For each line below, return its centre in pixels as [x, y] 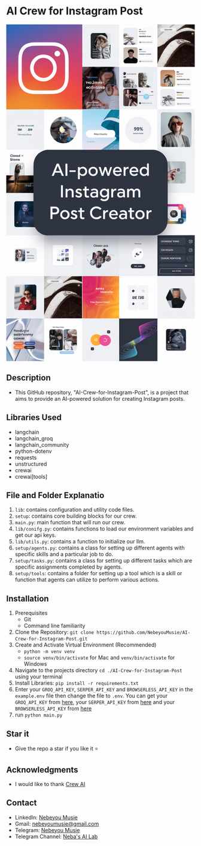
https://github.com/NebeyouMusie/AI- [144, 633]
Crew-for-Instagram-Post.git [51, 639]
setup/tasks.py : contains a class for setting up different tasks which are [103, 561]
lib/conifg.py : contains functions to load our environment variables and [104, 529]
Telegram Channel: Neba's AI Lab [56, 836]
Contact [22, 803]
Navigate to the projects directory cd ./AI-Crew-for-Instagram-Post [98, 670]
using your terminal [39, 677]
